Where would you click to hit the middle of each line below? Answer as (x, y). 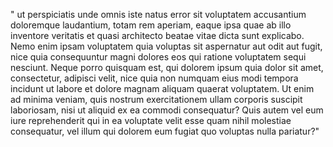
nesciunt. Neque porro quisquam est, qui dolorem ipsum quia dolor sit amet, (167, 67)
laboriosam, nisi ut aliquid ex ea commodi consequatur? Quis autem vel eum (167, 110)
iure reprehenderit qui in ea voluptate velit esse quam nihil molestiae (151, 120)
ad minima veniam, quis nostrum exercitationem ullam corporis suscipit (156, 99)
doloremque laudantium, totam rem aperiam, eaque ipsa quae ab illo (151, 25)
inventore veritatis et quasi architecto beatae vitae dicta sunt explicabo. (157, 35)
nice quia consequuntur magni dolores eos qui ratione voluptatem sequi (158, 57)
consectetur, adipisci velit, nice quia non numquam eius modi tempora (154, 78)
